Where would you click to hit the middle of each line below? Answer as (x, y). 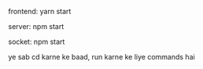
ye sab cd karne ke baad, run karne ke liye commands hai (101, 57)
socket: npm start (37, 42)
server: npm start (36, 26)
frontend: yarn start (40, 11)
